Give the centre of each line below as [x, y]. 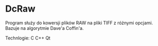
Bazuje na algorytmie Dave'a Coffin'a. [45, 28]
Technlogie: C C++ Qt [28, 38]
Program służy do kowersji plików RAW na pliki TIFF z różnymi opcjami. [79, 23]
